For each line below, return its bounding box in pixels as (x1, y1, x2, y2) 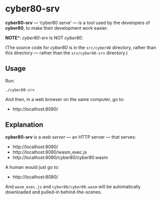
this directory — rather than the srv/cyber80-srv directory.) (5, 50, 128, 56)
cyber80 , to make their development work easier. (5, 25, 108, 31)
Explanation (5, 121, 44, 129)
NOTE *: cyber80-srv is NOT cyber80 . (5, 35, 84, 41)
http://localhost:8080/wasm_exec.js (12, 149, 87, 155)
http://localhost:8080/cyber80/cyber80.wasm (12, 154, 108, 160)
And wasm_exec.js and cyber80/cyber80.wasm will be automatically (5, 183, 141, 189)
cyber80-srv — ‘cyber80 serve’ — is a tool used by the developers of (5, 20, 150, 26)
